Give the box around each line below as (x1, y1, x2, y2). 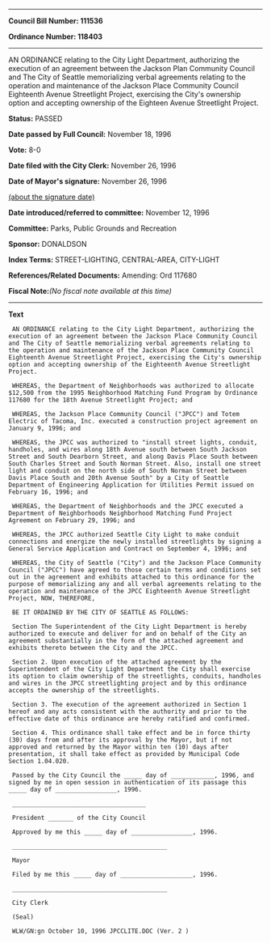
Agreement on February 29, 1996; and (8, 516, 135, 525)
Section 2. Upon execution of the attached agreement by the (11, 658, 222, 666)
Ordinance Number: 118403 (8, 32, 103, 41)
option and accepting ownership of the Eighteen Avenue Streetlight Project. (8, 98, 259, 108)
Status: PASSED (8, 114, 63, 123)
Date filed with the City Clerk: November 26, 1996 (8, 161, 177, 170)
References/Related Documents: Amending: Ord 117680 (8, 270, 198, 280)
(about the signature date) (8, 192, 95, 202)
